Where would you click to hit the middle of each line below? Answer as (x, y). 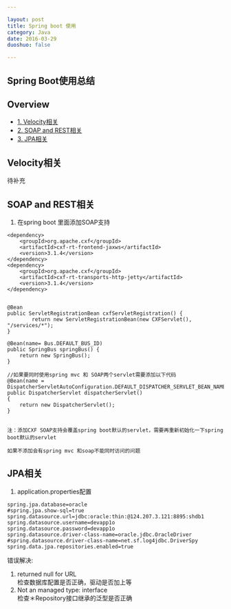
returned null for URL (47, 574)
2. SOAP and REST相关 (49, 131)
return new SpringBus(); (55, 355)
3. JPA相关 (32, 139)
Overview (29, 104)
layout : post (26, 19)
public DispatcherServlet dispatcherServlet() (75, 392)
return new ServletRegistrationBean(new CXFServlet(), (112, 319)
